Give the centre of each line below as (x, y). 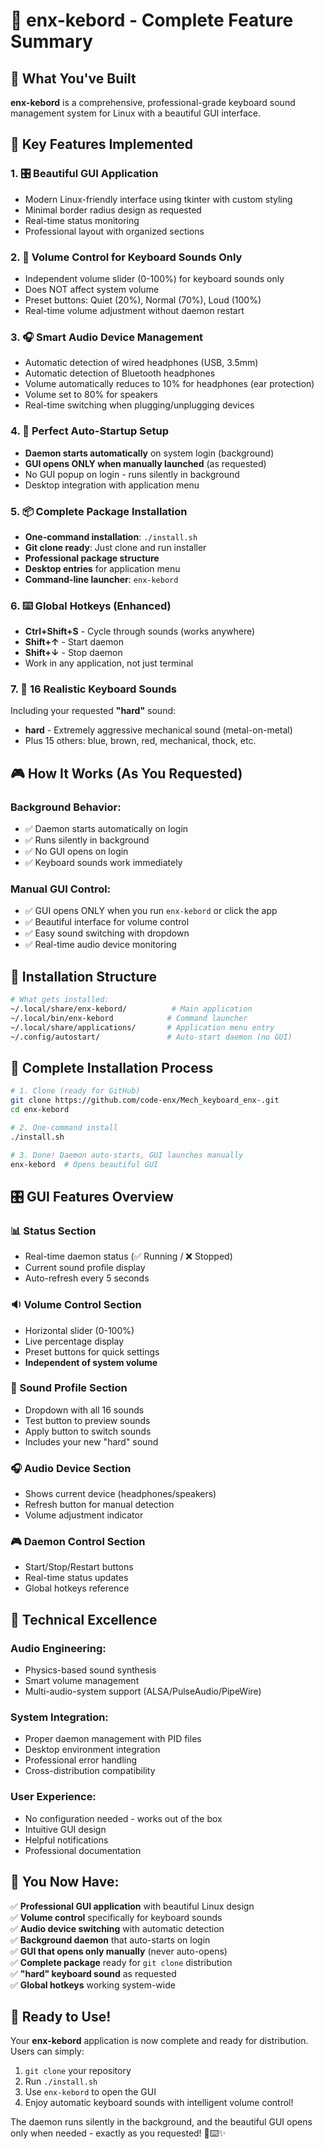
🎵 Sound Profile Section (69, 1388)
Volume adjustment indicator (84, 1515)
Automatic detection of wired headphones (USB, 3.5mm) (141, 363)
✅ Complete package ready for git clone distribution (121, 1962)
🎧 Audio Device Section (71, 1468)
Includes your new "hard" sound (91, 1441)
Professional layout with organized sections (114, 231)
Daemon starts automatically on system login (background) (149, 453)
